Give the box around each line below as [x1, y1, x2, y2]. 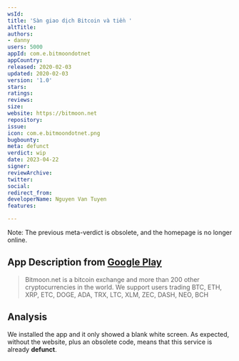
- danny [7, 37, 31, 44]
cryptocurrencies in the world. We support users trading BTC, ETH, [24, 283, 223, 291]
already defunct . [7, 345, 57, 353]
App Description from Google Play [7, 256, 162, 268]
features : [7, 202, 37, 210]
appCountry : [7, 57, 43, 64]
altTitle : [7, 23, 37, 31]
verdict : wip [7, 150, 46, 157]
